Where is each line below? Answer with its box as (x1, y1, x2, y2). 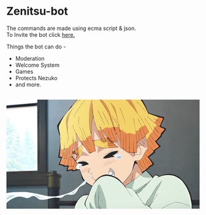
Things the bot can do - (6, 43, 66, 50)
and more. (15, 81, 42, 88)
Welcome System (15, 61, 60, 69)
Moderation (15, 55, 45, 62)
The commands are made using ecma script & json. (6, 25, 136, 32)
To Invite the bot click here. (6, 31, 75, 38)
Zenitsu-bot (6, 4, 69, 18)
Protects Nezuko (15, 74, 58, 81)
